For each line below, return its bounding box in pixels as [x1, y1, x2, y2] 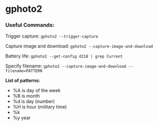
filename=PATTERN [5, 68, 43, 74]
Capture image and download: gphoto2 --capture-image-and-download [5, 43, 153, 49]
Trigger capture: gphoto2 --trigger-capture [5, 33, 98, 39]
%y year [12, 115, 31, 121]
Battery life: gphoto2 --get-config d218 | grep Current [5, 53, 123, 59]
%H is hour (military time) [12, 104, 67, 110]
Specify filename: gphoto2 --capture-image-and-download [5, 63, 127, 69]
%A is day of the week [12, 87, 61, 94]
